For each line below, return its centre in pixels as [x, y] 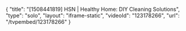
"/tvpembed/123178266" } [38, 22]
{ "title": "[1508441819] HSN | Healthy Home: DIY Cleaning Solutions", [93, 9]
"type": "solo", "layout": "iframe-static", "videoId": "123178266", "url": [93, 15]
